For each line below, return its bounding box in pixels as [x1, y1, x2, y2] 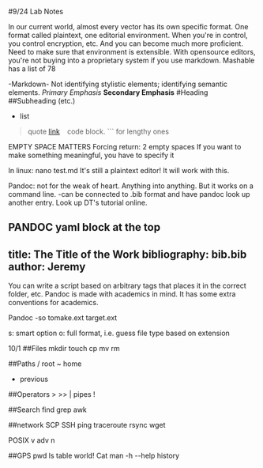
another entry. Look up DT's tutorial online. [8, 198, 148, 207]
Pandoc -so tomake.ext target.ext [8, 313, 118, 323]
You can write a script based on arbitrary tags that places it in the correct [8, 281, 246, 291]
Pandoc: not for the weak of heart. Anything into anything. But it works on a [8, 181, 254, 191]
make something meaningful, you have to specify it [8, 150, 175, 160]
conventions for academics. [8, 298, 99, 308]
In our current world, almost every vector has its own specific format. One [8, 22, 249, 31]
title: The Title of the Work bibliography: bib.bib [8, 247, 247, 261]
